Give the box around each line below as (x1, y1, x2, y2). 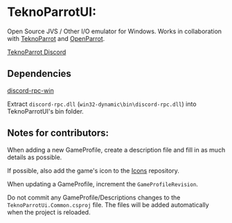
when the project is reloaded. (7, 208, 91, 216)
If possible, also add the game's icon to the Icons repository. (7, 166, 180, 175)
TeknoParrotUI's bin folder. (7, 107, 84, 115)
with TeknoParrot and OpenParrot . (7, 34, 105, 42)
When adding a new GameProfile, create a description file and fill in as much (7, 145, 226, 154)
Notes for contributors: (7, 127, 109, 139)
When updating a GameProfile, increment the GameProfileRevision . (7, 179, 199, 188)
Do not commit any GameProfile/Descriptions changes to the (7, 193, 181, 202)
